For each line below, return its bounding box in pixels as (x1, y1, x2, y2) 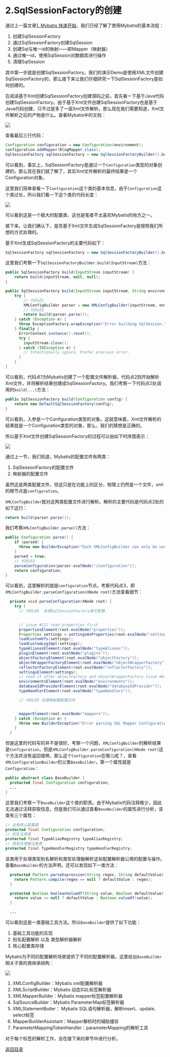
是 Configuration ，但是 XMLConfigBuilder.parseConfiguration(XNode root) (5, 746, 159, 752)
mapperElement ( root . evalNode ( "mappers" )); (18, 711, 110, 716)
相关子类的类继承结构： (5, 960, 54, 966)
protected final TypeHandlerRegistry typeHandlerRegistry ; (5, 846, 133, 851)
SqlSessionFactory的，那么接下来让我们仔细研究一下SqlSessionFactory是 (5, 76, 158, 82)
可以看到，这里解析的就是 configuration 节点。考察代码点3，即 (5, 583, 135, 589)
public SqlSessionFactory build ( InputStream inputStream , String (5, 289, 146, 294)
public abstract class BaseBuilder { (5, 776, 85, 781)
